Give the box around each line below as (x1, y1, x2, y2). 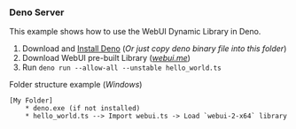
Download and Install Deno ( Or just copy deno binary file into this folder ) (21, 43, 287, 54)
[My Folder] (9, 96, 53, 105)
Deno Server (9, 6, 65, 19)
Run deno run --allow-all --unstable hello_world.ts (21, 62, 222, 72)
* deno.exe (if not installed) (25, 104, 141, 113)
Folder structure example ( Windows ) (9, 80, 143, 90)
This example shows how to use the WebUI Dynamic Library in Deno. (9, 27, 261, 37)
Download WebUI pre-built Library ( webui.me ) (21, 53, 191, 64)
